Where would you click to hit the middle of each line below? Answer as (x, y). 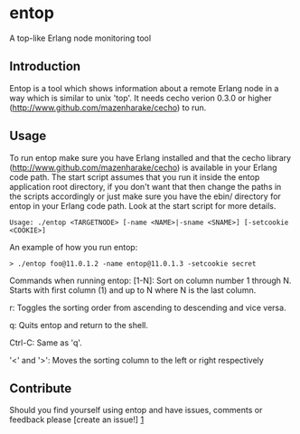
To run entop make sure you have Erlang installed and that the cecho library (150, 157)
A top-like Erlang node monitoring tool (80, 38)
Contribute (41, 388)
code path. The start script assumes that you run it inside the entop (135, 177)
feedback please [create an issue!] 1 (77, 420)
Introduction (45, 66)
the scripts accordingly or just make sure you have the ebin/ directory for (145, 196)
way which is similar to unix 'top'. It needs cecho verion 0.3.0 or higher (141, 98)
